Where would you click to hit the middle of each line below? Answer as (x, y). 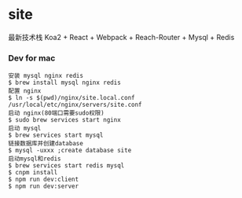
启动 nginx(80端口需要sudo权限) (56, 113)
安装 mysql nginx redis (46, 76)
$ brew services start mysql (56, 135)
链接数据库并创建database (46, 144)
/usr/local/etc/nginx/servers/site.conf (75, 105)
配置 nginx (25, 91)
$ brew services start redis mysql (66, 166)
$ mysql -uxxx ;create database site (70, 151)
